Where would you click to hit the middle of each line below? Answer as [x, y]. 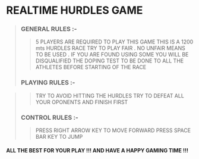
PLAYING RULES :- [48, 83]
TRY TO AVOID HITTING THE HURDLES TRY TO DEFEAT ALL [110, 95]
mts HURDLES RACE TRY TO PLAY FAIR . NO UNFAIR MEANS [110, 48]
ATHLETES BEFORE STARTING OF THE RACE [91, 67]
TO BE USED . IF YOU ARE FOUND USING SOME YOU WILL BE [112, 55]
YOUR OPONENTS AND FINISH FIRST [82, 102]
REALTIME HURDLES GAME [75, 10]
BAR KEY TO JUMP [59, 137]
